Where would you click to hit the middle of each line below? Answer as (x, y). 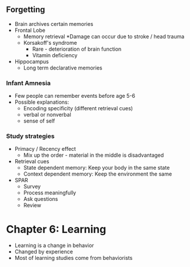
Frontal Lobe (30, 30)
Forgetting (26, 10)
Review (32, 205)
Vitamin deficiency (55, 55)
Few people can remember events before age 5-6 (75, 96)
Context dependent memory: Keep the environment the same (98, 174)
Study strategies (30, 136)
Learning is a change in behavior (54, 245)
